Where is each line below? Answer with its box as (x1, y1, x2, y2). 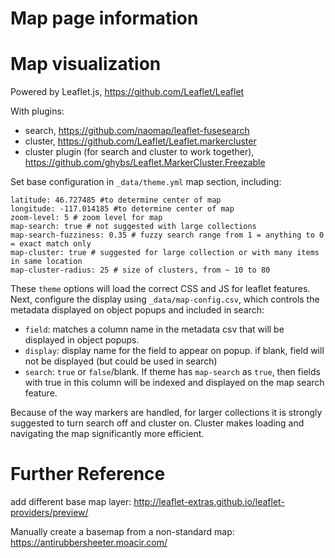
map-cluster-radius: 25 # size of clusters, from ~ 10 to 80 (10, 265, 271, 276)
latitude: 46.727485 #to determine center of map (10, 195, 222, 206)
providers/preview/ (10, 507, 89, 519)
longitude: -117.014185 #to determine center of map (10, 204, 235, 214)
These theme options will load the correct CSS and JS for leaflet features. (10, 283, 311, 295)
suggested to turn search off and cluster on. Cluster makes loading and (10, 417, 305, 429)
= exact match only (10, 239, 92, 249)
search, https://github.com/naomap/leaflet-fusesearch (24, 125, 250, 137)
